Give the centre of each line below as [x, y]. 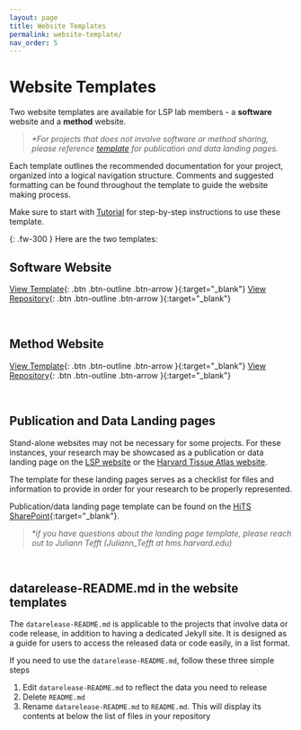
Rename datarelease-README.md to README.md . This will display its [142, 707]
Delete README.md [53, 697]
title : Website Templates [58, 26]
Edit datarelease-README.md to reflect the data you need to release [145, 688]
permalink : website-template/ [66, 34]
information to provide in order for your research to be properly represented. [151, 489]
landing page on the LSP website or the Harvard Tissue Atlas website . [138, 462]
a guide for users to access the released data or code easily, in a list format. [150, 643]
